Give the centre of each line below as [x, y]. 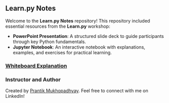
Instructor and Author [33, 79]
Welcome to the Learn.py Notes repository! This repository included [78, 20]
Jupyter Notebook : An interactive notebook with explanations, [79, 47]
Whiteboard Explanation [36, 66]
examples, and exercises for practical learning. [62, 52]
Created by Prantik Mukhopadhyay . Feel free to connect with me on [77, 91]
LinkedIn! [15, 96]
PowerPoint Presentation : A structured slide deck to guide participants [88, 36]
